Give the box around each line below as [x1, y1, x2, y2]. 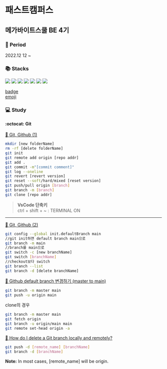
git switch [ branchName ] [5, 255, 57, 260]
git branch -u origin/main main [5, 321, 72, 326]
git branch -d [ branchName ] [5, 349, 64, 354]
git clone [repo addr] [5, 192, 52, 197]
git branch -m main [5, 241, 46, 246]
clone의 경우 [5, 302, 30, 308]
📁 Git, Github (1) [5, 132, 37, 138]
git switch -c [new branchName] [5, 250, 72, 255]
